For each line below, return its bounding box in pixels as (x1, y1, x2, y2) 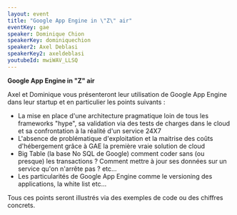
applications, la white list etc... (17, 179, 107, 188)
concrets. (7, 201, 36, 209)
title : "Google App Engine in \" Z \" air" (7, 17, 133, 24)
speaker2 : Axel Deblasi (7, 43, 79, 51)
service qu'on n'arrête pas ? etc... (17, 164, 117, 173)
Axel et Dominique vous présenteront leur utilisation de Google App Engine (7, 90, 227, 98)
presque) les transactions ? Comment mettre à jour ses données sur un (17, 157, 227, 165)
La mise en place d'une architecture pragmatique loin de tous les (17, 111, 209, 120)
